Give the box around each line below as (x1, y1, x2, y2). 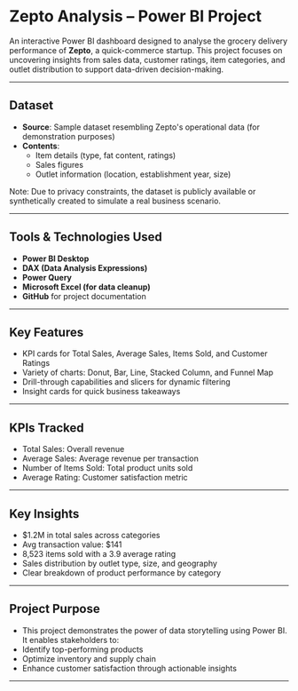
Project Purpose (9, 601, 100, 616)
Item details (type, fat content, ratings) (35, 149, 176, 161)
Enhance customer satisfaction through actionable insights (21, 663, 238, 673)
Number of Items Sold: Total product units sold (21, 463, 193, 473)
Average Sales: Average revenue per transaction (21, 453, 200, 464)
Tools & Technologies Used (9, 229, 162, 245)
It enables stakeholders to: (21, 634, 120, 645)
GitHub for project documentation (21, 290, 146, 301)
